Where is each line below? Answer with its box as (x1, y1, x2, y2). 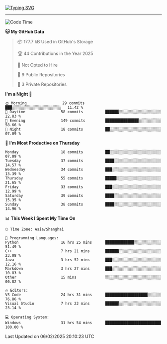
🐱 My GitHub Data (5, 29, 45, 34)
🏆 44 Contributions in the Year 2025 (17, 50, 93, 56)
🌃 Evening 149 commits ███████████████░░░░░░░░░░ (5, 118, 162, 123)
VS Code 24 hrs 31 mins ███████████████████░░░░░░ (5, 292, 162, 297)
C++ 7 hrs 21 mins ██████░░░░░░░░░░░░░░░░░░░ (5, 249, 162, 254)
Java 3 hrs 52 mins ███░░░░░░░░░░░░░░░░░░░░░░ (5, 257, 162, 262)
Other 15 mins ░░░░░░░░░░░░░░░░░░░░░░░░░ (5, 275, 162, 280)
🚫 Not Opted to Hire (17, 62, 58, 68)
